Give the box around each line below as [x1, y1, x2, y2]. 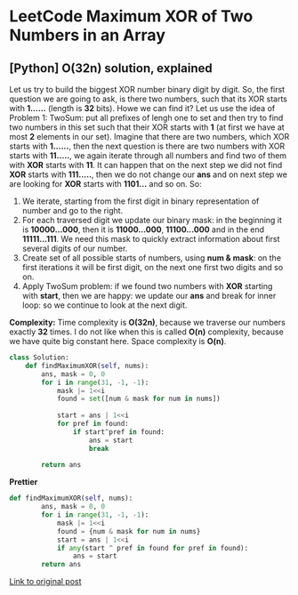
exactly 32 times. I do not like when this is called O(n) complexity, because [9, 326, 285, 337]
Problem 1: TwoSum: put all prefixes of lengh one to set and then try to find [9, 113, 284, 123]
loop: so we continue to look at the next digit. [21, 300, 188, 310]
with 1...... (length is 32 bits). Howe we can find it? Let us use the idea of [9, 103, 276, 113]
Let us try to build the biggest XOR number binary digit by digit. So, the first [9, 84, 286, 94]
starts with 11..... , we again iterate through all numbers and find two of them [9, 150, 287, 161]
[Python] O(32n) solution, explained [9, 60, 213, 76]
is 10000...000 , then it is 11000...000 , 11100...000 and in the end [21, 224, 265, 235]
